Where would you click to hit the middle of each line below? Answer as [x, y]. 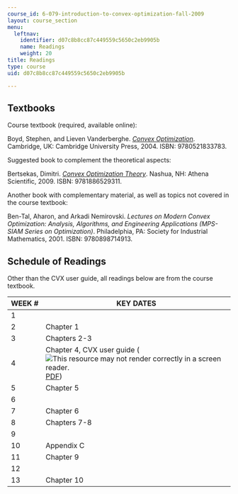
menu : [15, 27]
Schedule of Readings [57, 261]
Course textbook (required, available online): [72, 125]
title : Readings [31, 60]
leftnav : [27, 34]
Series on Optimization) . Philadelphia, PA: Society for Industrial [116, 232]
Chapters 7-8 [69, 422]
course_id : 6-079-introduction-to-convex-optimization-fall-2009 [106, 14]
